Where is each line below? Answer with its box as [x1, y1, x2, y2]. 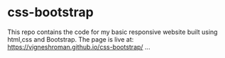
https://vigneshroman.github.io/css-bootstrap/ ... [7, 42, 150, 51]
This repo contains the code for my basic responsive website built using [7, 28, 218, 36]
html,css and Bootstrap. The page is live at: [7, 35, 134, 43]
